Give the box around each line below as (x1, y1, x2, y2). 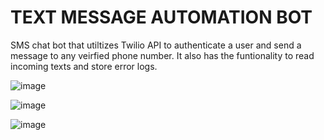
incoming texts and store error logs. (10, 60, 158, 72)
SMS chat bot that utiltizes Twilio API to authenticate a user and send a (10, 39, 302, 51)
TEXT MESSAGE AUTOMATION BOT (10, 6, 313, 29)
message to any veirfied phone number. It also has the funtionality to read (10, 49, 315, 61)
